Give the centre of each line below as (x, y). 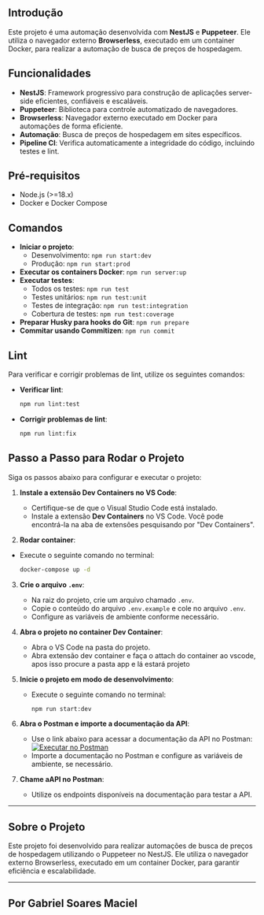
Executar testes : (47, 281)
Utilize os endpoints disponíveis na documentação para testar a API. (142, 794)
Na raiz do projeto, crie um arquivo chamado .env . (112, 600)
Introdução (36, 13)
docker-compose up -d (55, 569)
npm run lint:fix (48, 433)
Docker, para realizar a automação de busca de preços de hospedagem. (125, 48)
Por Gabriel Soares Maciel (73, 903)
